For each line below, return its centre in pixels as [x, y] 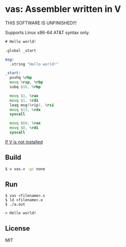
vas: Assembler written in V [63, 9]
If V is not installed [24, 142]
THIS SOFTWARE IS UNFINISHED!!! [41, 23]
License [18, 228]
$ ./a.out [15, 204]
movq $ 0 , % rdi [24, 128]
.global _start [21, 51]
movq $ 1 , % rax [24, 96]
